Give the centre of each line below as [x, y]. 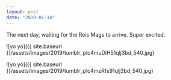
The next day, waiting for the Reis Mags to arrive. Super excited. [86, 34]
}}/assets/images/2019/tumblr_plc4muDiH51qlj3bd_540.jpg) [80, 52]
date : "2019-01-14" [31, 17]
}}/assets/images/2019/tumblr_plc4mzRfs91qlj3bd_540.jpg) [80, 70]
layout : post [23, 12]
